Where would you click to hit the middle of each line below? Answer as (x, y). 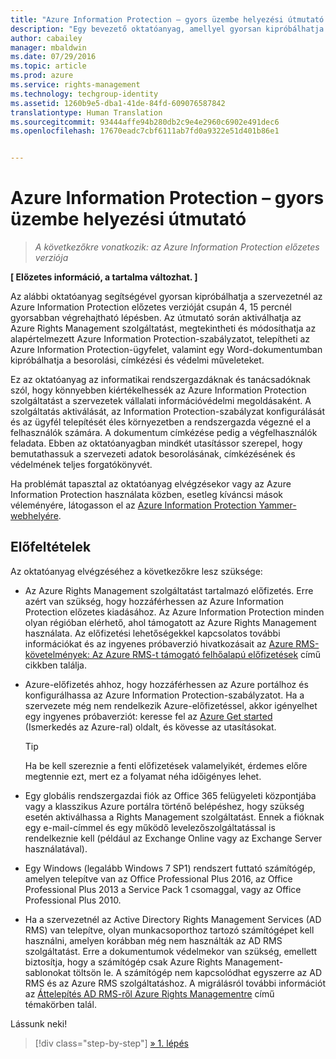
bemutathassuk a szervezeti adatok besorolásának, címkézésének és (153, 454)
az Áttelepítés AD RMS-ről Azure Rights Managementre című (149, 993)
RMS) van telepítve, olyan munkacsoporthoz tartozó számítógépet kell (169, 930)
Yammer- (277, 505)
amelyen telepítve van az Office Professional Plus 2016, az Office (158, 878)
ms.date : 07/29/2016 (53, 57)
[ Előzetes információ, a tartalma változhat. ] (104, 277)
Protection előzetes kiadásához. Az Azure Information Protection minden (174, 612)
